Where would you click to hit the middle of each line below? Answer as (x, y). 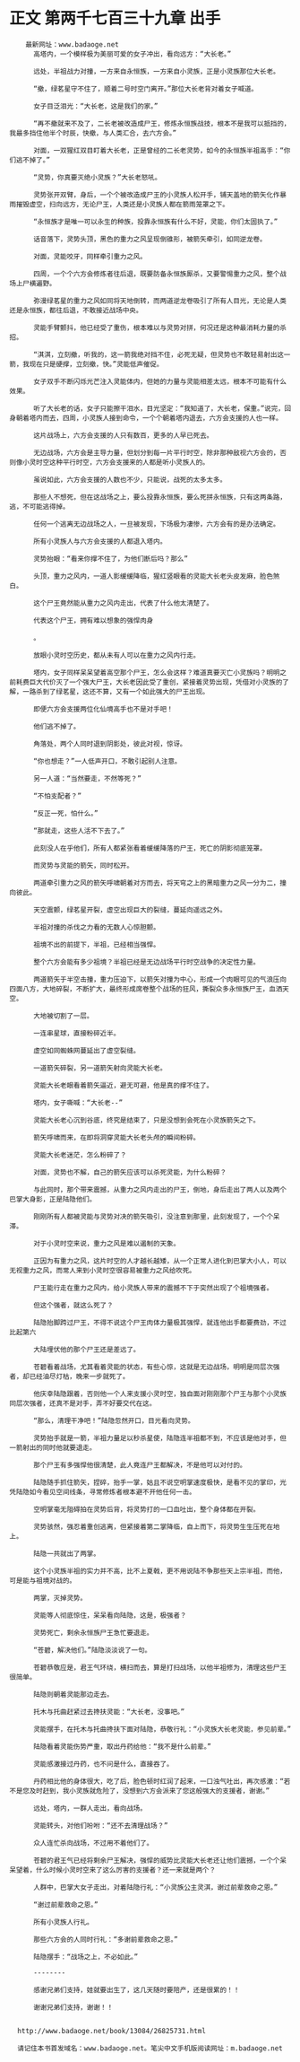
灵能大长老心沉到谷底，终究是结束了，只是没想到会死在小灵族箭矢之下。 (146, 1120)
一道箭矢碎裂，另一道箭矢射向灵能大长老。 (100, 1068)
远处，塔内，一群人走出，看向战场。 (90, 1808)
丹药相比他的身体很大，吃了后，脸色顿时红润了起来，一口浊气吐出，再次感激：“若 (162, 1781)
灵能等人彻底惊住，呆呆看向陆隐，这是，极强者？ (110, 1615)
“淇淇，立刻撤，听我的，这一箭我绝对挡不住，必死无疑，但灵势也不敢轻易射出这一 (162, 354)
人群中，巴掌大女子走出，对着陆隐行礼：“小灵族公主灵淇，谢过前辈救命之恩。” (155, 1887)
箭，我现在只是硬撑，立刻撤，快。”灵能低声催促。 (86, 364)
